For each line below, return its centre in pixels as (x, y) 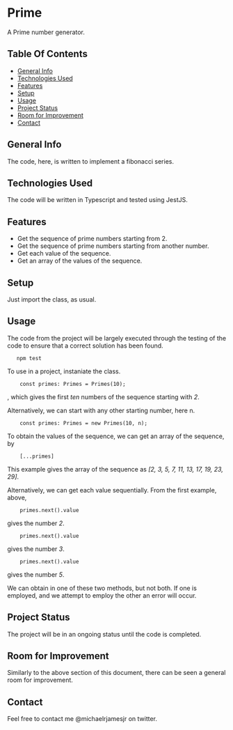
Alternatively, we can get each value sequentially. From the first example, (112, 490)
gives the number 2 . (36, 523)
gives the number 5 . (36, 574)
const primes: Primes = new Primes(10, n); (84, 423)
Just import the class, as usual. (52, 300)
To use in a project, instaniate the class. (64, 371)
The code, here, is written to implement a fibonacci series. (90, 161)
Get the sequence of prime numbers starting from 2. (92, 239)
